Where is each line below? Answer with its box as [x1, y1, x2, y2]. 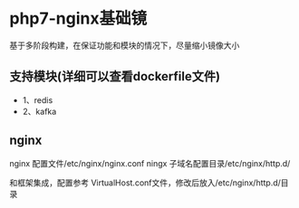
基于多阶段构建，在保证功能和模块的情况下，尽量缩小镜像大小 [9, 40, 240, 51]
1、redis [22, 94, 53, 105]
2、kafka [22, 106, 57, 117]
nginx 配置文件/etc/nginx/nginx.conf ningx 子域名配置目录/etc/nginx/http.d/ [9, 157, 291, 168]
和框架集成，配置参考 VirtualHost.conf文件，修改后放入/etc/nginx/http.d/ [9, 177, 281, 188]
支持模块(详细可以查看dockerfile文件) [9, 69, 220, 84]
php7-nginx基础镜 [9, 8, 148, 29]
